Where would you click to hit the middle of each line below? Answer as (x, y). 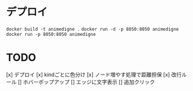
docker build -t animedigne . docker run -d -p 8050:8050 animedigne (93, 29)
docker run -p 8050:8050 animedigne (51, 34)
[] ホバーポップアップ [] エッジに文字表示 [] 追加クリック (86, 82)
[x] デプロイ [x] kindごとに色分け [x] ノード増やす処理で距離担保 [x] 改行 (94, 75)
